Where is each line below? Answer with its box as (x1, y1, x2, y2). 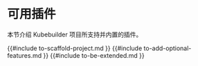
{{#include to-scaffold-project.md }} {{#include (7, 44, 143, 52)
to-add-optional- (143, 44, 192, 52)
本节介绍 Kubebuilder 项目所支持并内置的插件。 (7, 30, 143, 38)
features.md (7, 51, 42, 59)
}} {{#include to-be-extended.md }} (43, 51, 145, 59)
